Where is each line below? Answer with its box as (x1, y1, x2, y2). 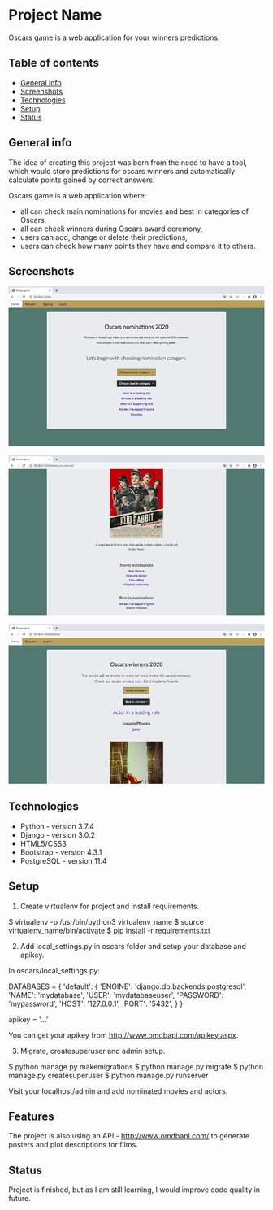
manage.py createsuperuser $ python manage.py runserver (8, 1070, 209, 1080)
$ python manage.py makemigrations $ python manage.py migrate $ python (8, 1061, 264, 1071)
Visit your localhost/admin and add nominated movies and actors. (8, 1086, 228, 1095)
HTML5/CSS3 (19, 838, 67, 848)
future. (8, 1194, 31, 1203)
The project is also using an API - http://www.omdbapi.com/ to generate (8, 1131, 250, 1141)
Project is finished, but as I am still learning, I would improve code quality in (8, 1185, 261, 1195)
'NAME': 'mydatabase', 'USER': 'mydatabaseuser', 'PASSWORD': (8, 990, 224, 999)
